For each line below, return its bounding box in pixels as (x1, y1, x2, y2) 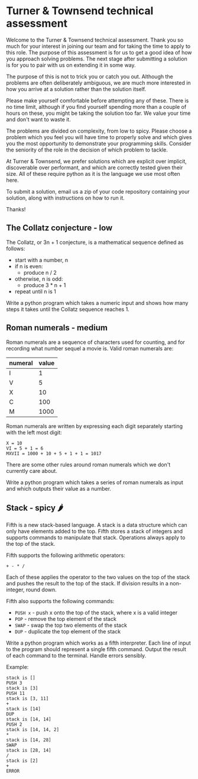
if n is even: (14, 262, 43, 270)
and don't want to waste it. (6, 115, 71, 123)
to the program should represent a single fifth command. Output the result (6, 646, 186, 653)
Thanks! (6, 205, 26, 213)
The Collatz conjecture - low (6, 223, 113, 233)
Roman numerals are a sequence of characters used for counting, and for (6, 339, 185, 346)
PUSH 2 (6, 722, 22, 728)
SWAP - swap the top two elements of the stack (14, 622, 127, 629)
